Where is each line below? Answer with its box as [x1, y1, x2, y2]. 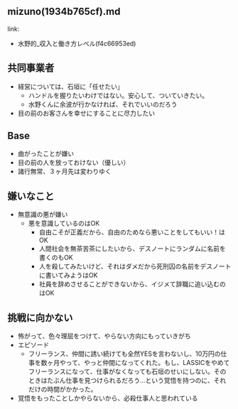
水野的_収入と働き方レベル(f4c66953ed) [17, 39, 136, 48]
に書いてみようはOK [38, 271, 98, 280]
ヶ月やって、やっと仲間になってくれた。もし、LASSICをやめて [47, 359, 230, 367]
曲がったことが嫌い [17, 149, 75, 158]
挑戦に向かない [7, 312, 73, 324]
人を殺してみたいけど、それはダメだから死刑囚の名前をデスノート [38, 262, 232, 271]
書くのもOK [38, 253, 73, 262]
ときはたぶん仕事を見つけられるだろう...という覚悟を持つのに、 [28, 376, 215, 385]
